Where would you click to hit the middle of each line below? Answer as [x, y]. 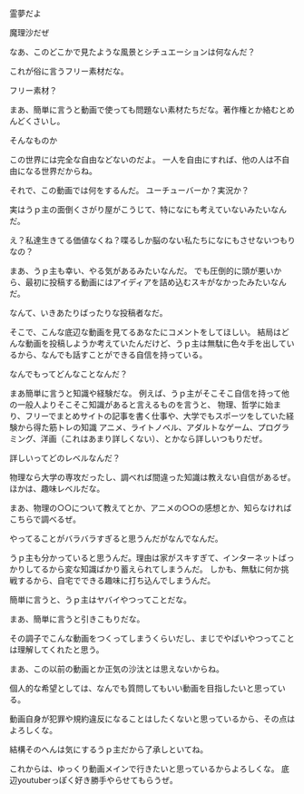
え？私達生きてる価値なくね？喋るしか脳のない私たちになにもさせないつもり [152, 240]
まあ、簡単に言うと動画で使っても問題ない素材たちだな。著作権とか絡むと [148, 110]
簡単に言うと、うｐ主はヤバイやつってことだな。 [101, 600]
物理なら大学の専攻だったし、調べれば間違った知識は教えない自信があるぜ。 [152, 477]
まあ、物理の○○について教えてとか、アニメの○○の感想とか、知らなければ [151, 508]
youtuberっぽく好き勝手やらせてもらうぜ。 [98, 780]
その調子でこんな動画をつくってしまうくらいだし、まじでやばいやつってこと [152, 638]
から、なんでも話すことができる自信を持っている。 [112, 355]
